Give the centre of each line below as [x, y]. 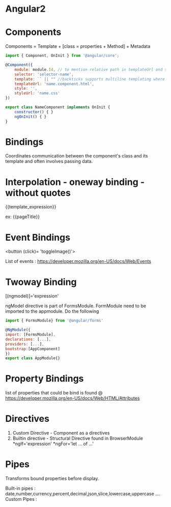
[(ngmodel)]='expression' [32, 296]
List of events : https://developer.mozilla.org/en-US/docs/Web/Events [78, 261]
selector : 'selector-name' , [44, 74]
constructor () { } [34, 112]
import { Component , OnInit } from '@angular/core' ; [62, 56]
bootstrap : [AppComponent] [33, 349]
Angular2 [25, 9]
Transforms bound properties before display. [52, 478]
